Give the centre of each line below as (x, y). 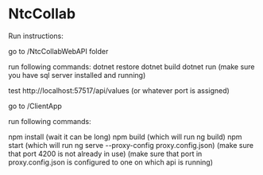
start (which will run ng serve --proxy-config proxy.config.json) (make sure (131, 145)
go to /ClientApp (35, 106)
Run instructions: (36, 36)
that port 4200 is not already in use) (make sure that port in (105, 154)
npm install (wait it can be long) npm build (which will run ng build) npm (125, 137)
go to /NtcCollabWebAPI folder (58, 51)
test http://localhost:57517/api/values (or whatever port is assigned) (119, 90)
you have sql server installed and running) (77, 75)
